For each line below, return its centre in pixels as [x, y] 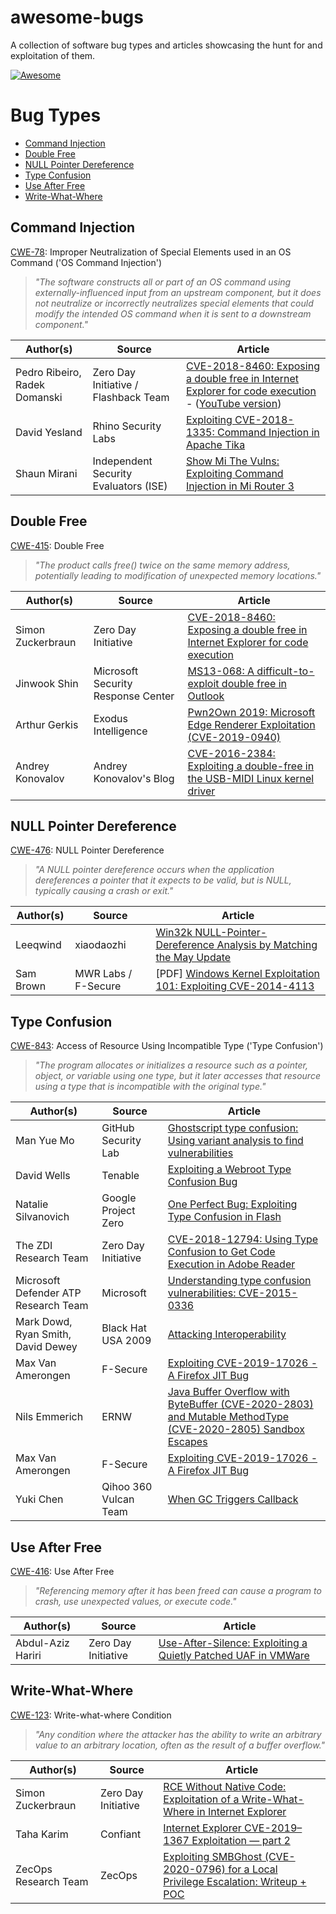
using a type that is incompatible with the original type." [150, 1087]
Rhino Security [127, 426]
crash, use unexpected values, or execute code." [135, 1601]
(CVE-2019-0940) [234, 737]
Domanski [39, 397]
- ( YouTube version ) [233, 403]
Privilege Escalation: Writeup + [235, 1881]
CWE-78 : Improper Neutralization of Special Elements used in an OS [151, 252]
